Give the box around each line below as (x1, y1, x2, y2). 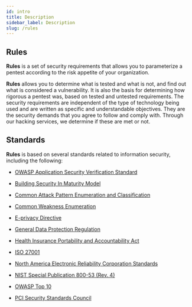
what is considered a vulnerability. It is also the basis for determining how (6, 87, 185, 94)
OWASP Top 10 (14, 283, 52, 290)
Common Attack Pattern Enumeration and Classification (14, 191, 151, 198)
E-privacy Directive (14, 214, 62, 221)
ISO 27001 (14, 249, 40, 256)
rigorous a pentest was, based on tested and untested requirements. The (6, 93, 184, 100)
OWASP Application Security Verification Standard (14, 168, 138, 175)
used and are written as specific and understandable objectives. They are (6, 106, 186, 113)
